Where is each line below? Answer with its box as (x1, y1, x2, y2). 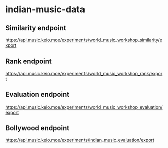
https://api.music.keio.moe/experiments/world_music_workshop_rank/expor (5, 70, 163, 76)
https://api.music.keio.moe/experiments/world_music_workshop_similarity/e (5, 37, 162, 43)
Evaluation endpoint (5, 90, 69, 99)
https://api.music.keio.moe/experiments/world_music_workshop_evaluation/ (5, 104, 163, 110)
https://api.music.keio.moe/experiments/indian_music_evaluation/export (5, 137, 155, 143)
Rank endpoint (5, 57, 52, 66)
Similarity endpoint (5, 24, 66, 32)
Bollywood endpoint (5, 124, 69, 132)
